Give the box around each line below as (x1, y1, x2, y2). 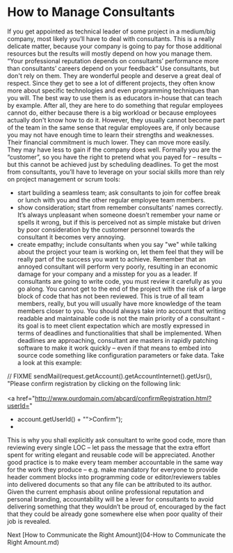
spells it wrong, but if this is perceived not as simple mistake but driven (17, 218, 221, 226)
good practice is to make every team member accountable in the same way (7, 458, 223, 466)
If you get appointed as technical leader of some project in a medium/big (7, 27, 216, 35)
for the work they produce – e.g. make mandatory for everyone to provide (7, 465, 218, 474)
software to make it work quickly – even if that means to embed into (17, 344, 212, 352)
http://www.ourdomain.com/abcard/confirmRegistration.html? (34, 394, 212, 402)
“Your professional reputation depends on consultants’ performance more (7, 56, 219, 65)
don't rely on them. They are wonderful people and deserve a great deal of (7, 71, 222, 80)
